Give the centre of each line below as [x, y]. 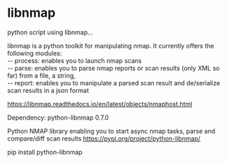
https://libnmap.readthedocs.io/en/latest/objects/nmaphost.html [100, 104]
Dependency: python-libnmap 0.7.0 [58, 118]
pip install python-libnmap [45, 152]
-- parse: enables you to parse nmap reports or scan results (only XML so [113, 68]
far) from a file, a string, [41, 76]
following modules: [35, 53]
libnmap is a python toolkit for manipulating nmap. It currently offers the [111, 45]
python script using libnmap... [50, 32]
